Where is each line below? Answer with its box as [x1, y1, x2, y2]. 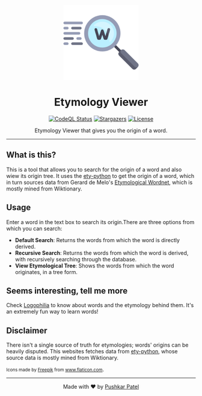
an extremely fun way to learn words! [6, 308, 99, 315]
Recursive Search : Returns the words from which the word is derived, [14, 249, 189, 257]
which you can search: [6, 225, 63, 232]
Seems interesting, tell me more [6, 285, 128, 296]
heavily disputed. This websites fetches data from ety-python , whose [6, 348, 178, 355]
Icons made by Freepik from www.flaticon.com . [6, 366, 104, 373]
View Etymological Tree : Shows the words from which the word [14, 262, 174, 269]
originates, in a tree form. [14, 268, 78, 275]
